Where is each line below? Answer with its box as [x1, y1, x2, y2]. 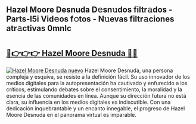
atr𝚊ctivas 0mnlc [6, 23, 71, 33]
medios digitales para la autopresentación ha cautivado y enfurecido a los [6, 80, 188, 86]
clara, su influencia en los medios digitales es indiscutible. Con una [6, 98, 171, 106]
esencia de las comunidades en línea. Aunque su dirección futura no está [6, 92, 186, 99]
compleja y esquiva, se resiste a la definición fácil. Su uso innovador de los [6, 73, 191, 80]
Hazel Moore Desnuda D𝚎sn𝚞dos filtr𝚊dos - [6, 5, 173, 15]
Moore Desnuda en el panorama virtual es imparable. [6, 111, 137, 118]
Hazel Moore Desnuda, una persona [84, 67, 173, 74]
